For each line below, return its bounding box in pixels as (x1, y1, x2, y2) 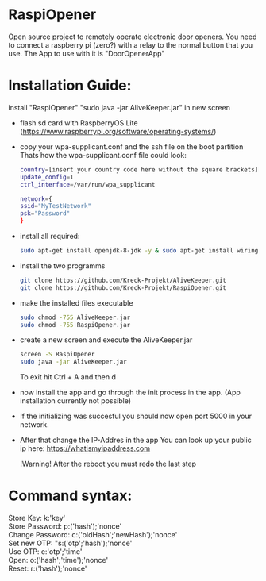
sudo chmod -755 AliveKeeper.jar (19, 314, 131, 321)
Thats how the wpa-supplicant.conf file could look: (19, 150, 187, 160)
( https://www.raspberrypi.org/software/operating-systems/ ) (19, 126, 217, 136)
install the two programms (19, 260, 106, 271)
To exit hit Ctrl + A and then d (19, 372, 117, 382)
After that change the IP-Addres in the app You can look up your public (19, 435, 252, 445)
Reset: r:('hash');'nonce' (8, 564, 87, 573)
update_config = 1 (19, 173, 74, 181)
